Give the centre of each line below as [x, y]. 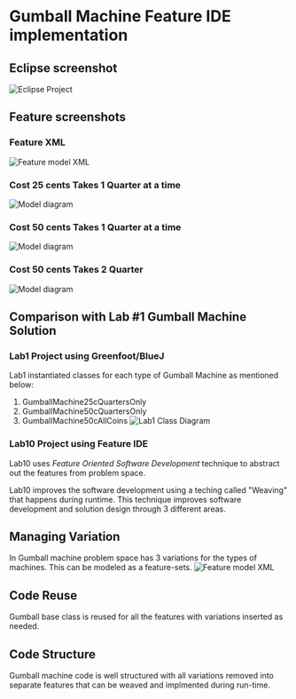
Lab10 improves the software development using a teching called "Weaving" [148, 489]
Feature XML [38, 142]
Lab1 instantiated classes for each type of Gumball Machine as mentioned [144, 376]
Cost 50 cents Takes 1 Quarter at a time [95, 226]
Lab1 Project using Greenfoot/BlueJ [87, 355]
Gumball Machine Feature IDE [121, 16]
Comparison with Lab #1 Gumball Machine [128, 317]
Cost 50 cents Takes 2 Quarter [76, 270]
